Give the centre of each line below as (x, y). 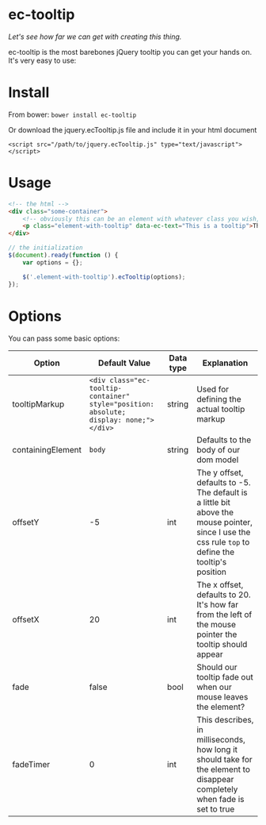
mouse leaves (222, 696)
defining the (219, 399)
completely (217, 789)
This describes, (225, 719)
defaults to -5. (224, 482)
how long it (217, 750)
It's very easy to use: (42, 60)
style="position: (122, 404)
